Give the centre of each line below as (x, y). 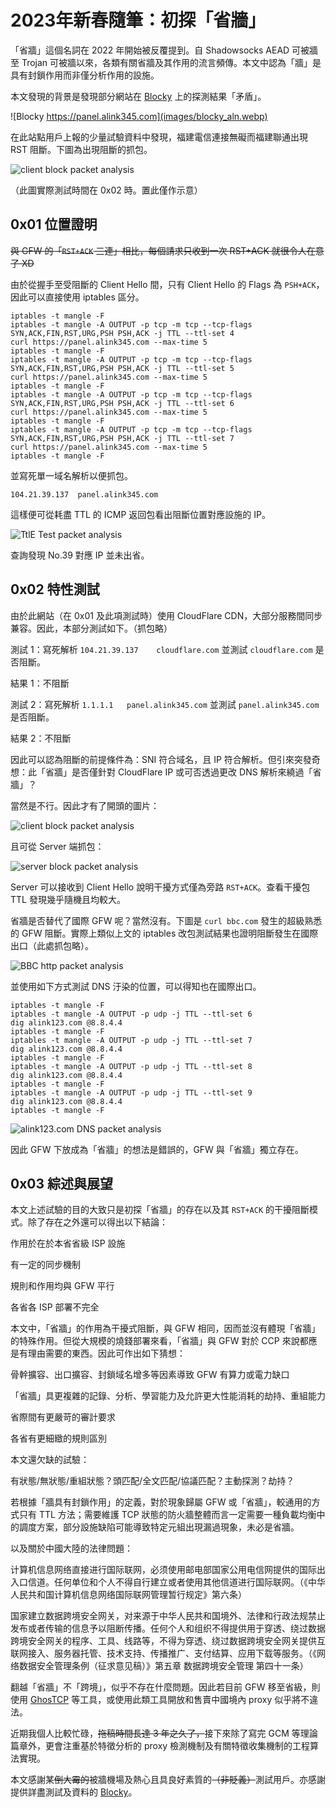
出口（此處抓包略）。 (52, 945)
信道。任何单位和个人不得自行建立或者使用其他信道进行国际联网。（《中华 (176, 1582)
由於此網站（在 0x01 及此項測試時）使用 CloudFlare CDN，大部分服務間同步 (166, 615)
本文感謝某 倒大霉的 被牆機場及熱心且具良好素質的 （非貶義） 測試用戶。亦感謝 (168, 1780)
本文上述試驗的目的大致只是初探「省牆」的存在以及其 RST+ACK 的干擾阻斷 (160, 1210)
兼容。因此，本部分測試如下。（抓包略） (91, 628)
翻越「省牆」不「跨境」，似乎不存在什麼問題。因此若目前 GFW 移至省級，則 (165, 1687)
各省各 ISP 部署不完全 (55, 1307)
